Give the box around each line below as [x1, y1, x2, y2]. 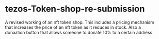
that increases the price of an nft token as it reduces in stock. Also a [5, 24, 141, 30]
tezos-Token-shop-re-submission [5, 3, 145, 14]
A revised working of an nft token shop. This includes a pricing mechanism [5, 19, 154, 25]
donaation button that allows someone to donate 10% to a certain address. [5, 29, 154, 35]
